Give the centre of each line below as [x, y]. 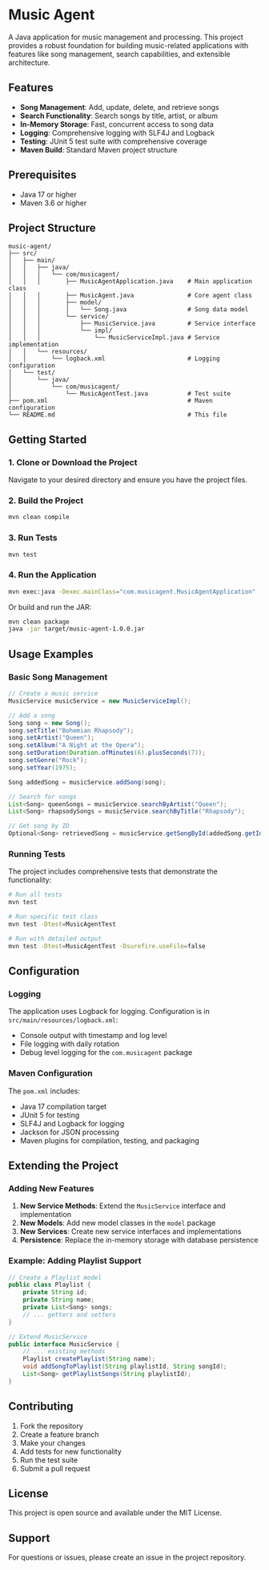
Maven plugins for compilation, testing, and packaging [110, 1140]
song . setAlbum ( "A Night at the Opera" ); [77, 745]
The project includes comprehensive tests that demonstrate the [113, 871]
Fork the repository [52, 1426]
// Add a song [32, 716]
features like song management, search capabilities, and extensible [119, 54]
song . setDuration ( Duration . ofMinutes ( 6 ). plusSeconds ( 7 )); [107, 753]
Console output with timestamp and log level [93, 1036]
